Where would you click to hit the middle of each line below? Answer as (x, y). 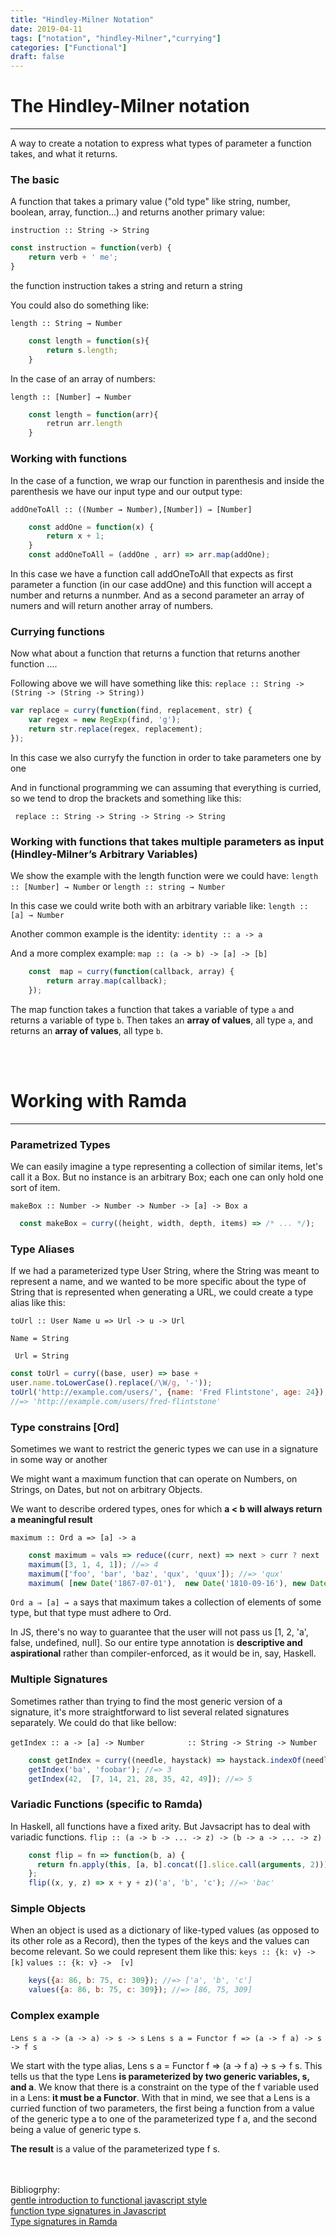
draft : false (37, 57)
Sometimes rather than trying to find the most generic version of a (146, 1701)
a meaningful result (51, 1519)
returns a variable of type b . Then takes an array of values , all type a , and (161, 1020)
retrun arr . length (84, 424)
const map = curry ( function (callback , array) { (131, 972)
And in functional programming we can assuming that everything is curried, (166, 787)
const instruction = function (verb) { (91, 248)
